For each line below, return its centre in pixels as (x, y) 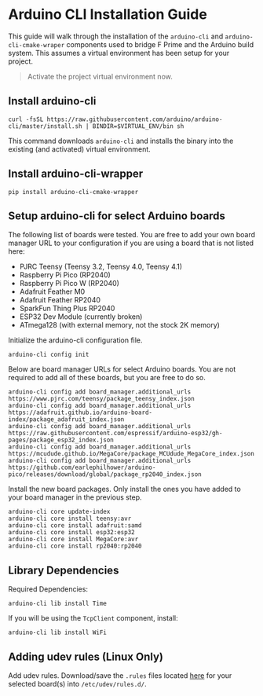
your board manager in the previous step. (75, 497)
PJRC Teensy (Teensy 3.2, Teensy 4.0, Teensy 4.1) (101, 267)
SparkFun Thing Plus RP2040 (67, 309)
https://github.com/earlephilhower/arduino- (82, 468)
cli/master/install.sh (45, 126)
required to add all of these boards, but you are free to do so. (107, 378)
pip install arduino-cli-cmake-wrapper (73, 192)
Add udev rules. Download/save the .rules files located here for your (120, 676)
